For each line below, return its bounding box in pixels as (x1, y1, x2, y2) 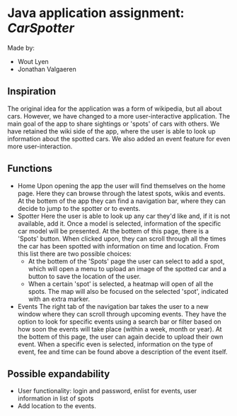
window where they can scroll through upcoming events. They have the (17, 310, 226, 318)
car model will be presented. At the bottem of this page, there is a (17, 226, 209, 235)
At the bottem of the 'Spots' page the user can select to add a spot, (28, 257, 225, 266)
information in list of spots (17, 394, 94, 403)
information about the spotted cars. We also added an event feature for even (7, 134, 231, 143)
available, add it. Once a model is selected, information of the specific (17, 219, 221, 228)
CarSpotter (7, 20, 74, 36)
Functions (7, 163, 53, 175)
